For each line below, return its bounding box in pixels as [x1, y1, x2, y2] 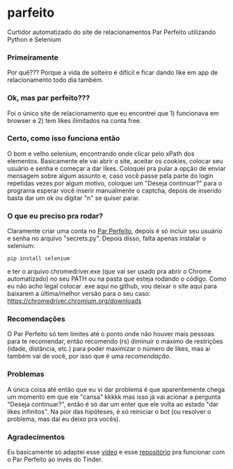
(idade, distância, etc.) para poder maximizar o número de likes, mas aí [7, 345, 211, 353]
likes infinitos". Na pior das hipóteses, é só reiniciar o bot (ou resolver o [7, 407, 211, 415]
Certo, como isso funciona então [7, 133, 120, 143]
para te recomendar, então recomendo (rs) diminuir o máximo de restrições [7, 337, 223, 345]
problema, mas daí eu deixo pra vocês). [7, 415, 120, 423]
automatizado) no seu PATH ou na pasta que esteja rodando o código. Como [7, 274, 227, 283]
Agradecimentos [7, 432, 65, 442]
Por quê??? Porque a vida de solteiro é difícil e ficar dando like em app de [7, 68, 218, 77]
